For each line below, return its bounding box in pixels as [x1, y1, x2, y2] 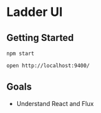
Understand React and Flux [16, 99, 94, 107]
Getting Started [6, 32, 74, 44]
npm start [6, 50, 35, 57]
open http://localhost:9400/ [6, 62, 90, 69]
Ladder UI [6, 4, 63, 20]
